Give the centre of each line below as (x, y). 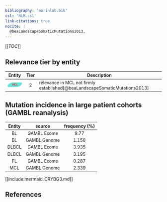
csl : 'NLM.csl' (21, 16)
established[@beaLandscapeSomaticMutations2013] (94, 88)
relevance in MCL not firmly (67, 83)
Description (99, 75)
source (43, 126)
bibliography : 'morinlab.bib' (37, 10)
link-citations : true (28, 21)
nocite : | (15, 26)
